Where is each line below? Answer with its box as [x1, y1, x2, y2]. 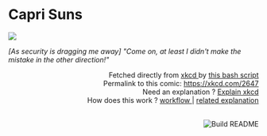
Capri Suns [8, 6, 83, 24]
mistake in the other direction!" [8, 55, 110, 64]
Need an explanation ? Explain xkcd [142, 87, 259, 96]
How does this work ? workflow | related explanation [87, 95, 259, 104]
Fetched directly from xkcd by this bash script [108, 70, 259, 80]
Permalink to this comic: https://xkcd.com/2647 [103, 78, 259, 88]
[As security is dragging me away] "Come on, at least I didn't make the [8, 46, 242, 56]
